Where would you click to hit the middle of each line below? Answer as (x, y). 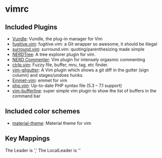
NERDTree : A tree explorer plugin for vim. (54, 54)
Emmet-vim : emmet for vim (40, 80)
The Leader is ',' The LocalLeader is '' (43, 150)
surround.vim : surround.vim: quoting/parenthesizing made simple (78, 49)
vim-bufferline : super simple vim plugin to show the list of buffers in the (84, 91)
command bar (26, 96)
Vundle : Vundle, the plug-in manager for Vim (57, 39)
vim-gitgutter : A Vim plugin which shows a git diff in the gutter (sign (81, 70)
